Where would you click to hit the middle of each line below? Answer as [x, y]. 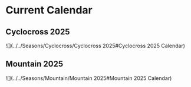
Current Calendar [49, 10]
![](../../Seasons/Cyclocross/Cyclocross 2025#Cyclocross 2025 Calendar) [95, 46]
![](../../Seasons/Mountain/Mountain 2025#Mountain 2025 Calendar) [89, 78]
